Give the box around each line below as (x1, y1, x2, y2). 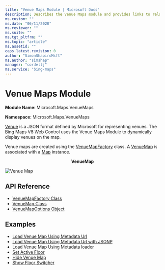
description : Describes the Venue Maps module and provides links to (5, 12, 151, 17)
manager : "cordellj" (5, 62, 48, 67)
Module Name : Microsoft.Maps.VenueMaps (5, 104, 94, 110)
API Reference (5, 182, 50, 191)
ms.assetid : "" (5, 44, 36, 49)
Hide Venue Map (12, 254, 47, 260)
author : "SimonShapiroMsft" (5, 53, 63, 58)
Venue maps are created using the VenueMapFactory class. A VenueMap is (5, 144, 158, 150)
